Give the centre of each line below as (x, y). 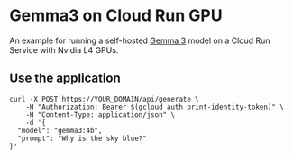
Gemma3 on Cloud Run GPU (116, 16)
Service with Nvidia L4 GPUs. (64, 49)
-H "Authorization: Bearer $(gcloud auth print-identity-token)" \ (155, 107)
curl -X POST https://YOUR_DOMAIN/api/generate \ (105, 99)
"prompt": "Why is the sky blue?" (82, 138)
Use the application (65, 79)
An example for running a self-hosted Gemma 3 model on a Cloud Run (140, 40)
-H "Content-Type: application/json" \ (101, 115)
